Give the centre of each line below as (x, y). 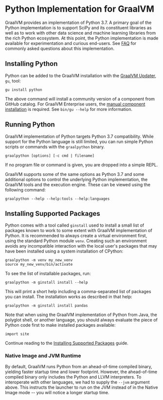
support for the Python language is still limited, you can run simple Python (79, 141)
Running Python (30, 125)
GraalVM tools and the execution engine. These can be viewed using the (78, 185)
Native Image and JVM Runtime (43, 356)
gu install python (24, 90)
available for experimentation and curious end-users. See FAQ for (71, 43)
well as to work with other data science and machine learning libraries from (81, 33)
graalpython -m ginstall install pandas (47, 306)
